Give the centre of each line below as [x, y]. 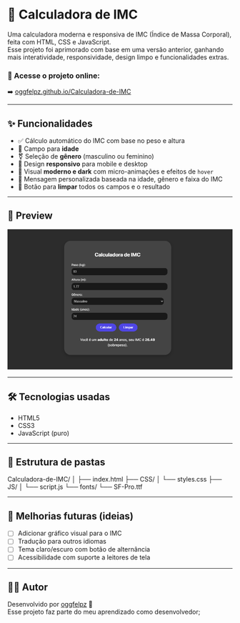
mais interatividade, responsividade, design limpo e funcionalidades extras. [118, 57]
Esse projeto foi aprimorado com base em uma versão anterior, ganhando [116, 49]
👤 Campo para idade [48, 149]
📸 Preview [30, 216]
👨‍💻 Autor [28, 587]
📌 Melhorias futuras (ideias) [71, 516]
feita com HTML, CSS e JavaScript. [59, 41]
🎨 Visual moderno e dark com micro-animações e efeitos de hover [116, 171]
